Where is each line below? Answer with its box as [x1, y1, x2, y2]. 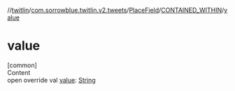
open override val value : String [7, 76, 96, 84]
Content [7, 68, 31, 76]
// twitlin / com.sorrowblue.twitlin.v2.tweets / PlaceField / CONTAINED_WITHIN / [7, 6, 225, 14]
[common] [7, 61, 37, 69]
